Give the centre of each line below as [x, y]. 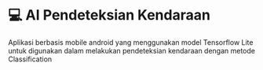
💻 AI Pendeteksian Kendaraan [109, 15]
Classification [30, 59]
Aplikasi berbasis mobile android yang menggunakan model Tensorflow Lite [131, 42]
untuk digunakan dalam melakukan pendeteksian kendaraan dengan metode [132, 50]
